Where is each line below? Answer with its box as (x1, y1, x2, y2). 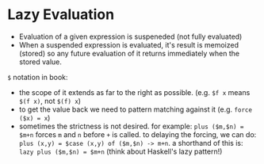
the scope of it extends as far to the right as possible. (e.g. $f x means (18, 87, 251, 97)
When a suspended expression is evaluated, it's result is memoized (18, 40, 239, 49)
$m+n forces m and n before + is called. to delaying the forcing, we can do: (18, 129, 257, 139)
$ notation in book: (7, 72, 68, 82)
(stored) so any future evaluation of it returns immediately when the (18, 48, 239, 58)
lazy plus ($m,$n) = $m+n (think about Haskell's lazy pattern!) (18, 147, 223, 156)
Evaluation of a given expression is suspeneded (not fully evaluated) (18, 32, 243, 41)
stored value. (18, 57, 63, 67)
